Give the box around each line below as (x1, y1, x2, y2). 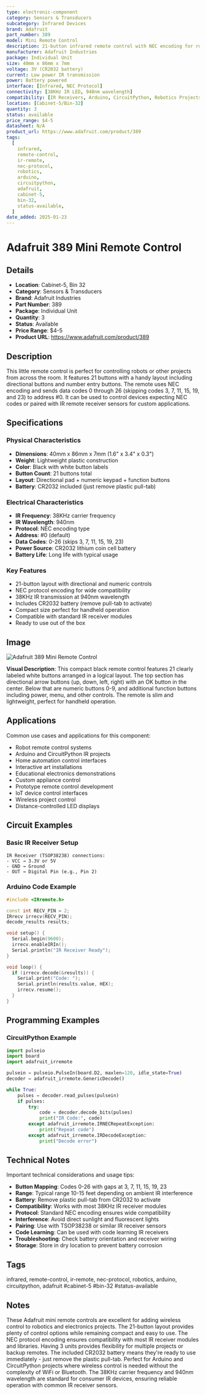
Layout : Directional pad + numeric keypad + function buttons (15, 476, 170, 483)
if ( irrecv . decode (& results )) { (12, 969, 95, 976)
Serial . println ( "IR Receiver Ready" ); (12, 947, 112, 954)
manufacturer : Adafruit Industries (6, 49, 97, 55)
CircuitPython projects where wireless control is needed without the (6, 1362, 178, 1369)
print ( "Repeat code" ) (39, 1126, 95, 1133)
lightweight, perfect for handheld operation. (6, 698, 116, 705)
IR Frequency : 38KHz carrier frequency (15, 511, 116, 519)
